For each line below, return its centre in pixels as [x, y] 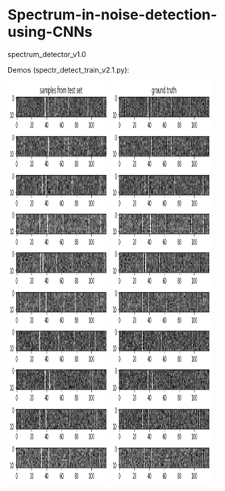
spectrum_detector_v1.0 [47, 54]
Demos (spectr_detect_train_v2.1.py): [69, 69]
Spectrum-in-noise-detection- [112, 15]
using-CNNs [50, 32]
